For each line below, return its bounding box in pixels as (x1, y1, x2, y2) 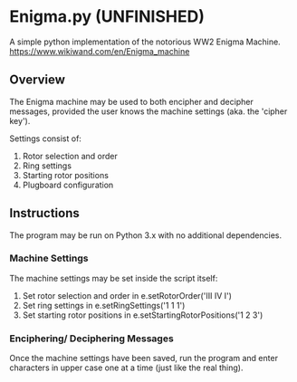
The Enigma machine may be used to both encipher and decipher (9, 96, 254, 107)
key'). (9, 115, 31, 126)
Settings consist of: (9, 133, 81, 144)
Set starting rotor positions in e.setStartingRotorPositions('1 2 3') (22, 310, 263, 320)
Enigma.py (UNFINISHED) (9, 6, 206, 27)
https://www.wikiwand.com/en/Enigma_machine (9, 45, 190, 56)
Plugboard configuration (22, 179, 114, 190)
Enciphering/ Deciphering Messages (9, 332, 174, 345)
